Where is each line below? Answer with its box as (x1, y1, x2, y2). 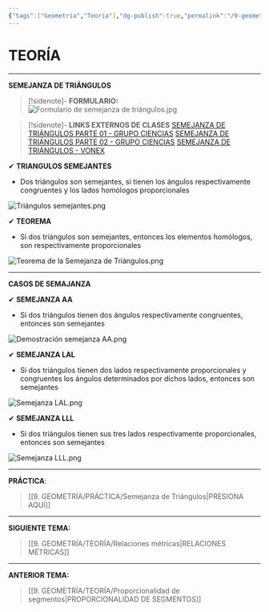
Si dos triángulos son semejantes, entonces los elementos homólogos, (19, 232, 253, 241)
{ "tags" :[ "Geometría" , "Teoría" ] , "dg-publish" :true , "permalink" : (8, 11, 227, 20)
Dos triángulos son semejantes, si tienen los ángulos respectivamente (19, 176, 251, 186)
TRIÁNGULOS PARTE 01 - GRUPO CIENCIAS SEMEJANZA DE (27, 128, 230, 138)
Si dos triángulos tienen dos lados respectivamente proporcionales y (19, 365, 247, 375)
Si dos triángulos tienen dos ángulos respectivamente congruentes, (19, 310, 243, 319)
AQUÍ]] (27, 500, 51, 509)
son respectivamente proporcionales (19, 240, 142, 249)
